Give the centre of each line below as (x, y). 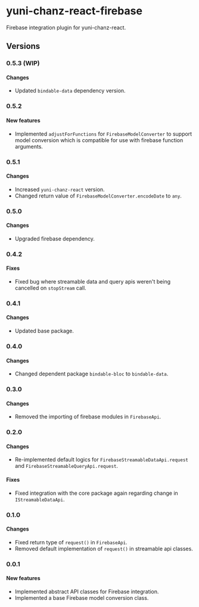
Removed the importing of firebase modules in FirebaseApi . (88, 417)
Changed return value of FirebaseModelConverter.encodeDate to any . (98, 196)
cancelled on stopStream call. (50, 288)
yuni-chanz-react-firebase (74, 11)
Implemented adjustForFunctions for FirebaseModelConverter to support (103, 134)
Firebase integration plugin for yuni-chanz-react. (66, 27)
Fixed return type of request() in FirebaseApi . (71, 542)
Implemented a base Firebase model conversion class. (82, 597)
